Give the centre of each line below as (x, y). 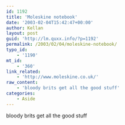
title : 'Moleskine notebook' (42, 17)
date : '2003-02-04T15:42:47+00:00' (50, 22)
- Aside (26, 99)
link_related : (24, 72)
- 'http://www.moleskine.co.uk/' (58, 77)
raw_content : (22, 83)
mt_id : (14, 60)
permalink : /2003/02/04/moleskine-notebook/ (62, 45)
